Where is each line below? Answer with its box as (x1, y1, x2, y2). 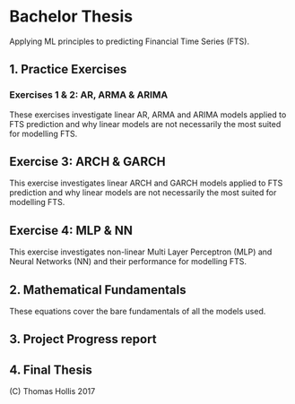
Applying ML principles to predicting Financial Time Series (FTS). (9, 36, 249, 47)
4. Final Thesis (9, 362, 92, 377)
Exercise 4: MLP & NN (9, 222, 133, 238)
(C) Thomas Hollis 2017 (9, 386, 96, 397)
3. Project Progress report (9, 331, 157, 347)
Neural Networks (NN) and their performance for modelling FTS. (9, 256, 247, 267)
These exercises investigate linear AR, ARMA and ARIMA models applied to (9, 109, 287, 120)
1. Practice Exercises (9, 62, 127, 77)
